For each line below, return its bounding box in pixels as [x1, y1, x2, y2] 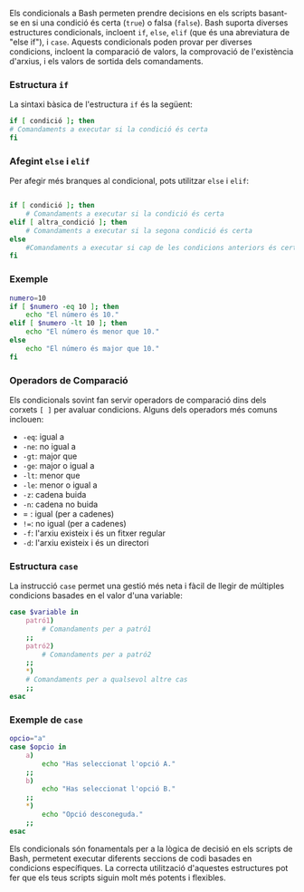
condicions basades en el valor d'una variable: [9, 590, 184, 601]
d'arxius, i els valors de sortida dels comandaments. [9, 56, 204, 66]
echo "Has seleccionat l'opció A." [42, 759, 176, 769]
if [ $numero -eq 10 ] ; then [9, 302, 119, 311]
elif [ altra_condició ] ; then [9, 218, 128, 227]
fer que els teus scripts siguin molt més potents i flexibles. [9, 872, 226, 883]
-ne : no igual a [22, 441, 77, 451]
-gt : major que [22, 451, 78, 461]
